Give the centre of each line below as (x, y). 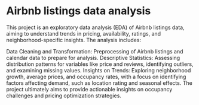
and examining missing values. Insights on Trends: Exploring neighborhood (99, 70)
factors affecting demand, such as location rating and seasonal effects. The (99, 83)
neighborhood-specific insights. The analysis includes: (74, 40)
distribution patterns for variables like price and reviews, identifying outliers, (100, 64)
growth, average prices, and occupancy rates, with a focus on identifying (96, 77)
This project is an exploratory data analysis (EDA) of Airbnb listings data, (95, 27)
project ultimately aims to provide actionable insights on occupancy (89, 89)
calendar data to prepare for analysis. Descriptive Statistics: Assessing (93, 58)
